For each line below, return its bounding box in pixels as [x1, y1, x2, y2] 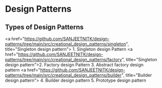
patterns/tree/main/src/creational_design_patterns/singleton [5, 41, 126, 47]
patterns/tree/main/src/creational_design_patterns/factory [5, 57, 122, 62]
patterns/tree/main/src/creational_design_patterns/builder [5, 72, 122, 78]
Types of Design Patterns [5, 23, 84, 31]
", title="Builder [121, 72, 152, 78]
